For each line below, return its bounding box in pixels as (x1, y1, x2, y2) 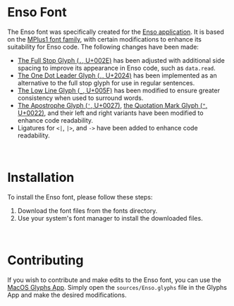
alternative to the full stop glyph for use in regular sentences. (17, 78, 195, 87)
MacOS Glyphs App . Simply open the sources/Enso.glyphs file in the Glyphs (7, 283, 228, 291)
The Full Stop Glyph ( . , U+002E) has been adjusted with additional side (17, 56, 226, 64)
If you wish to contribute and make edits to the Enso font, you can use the (7, 276, 222, 284)
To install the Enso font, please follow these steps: (7, 192, 153, 201)
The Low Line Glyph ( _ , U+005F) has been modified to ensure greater (17, 86, 221, 94)
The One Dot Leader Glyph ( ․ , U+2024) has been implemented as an (17, 71, 217, 80)
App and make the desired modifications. (7, 290, 127, 299)
